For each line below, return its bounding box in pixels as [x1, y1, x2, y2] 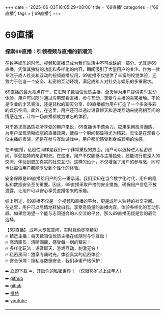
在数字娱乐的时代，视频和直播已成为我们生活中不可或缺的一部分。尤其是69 [5, 60, 157, 66]
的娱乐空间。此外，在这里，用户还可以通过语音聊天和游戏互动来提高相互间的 [5, 107, 160, 113]
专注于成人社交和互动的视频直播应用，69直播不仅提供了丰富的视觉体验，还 [5, 73, 157, 79]
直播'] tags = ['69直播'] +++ [5, 10, 61, 16]
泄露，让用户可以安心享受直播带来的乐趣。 [5, 188, 91, 194]
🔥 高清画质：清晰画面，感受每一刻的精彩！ [5, 239, 92, 245]
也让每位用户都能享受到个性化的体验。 [5, 165, 82, 171]
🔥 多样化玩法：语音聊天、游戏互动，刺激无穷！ [5, 245, 100, 251]
